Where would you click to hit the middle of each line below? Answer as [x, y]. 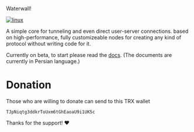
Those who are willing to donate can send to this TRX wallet [78, 101]
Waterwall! [19, 9]
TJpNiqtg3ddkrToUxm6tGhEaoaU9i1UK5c [51, 112]
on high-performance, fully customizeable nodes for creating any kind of [94, 37]
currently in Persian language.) [43, 61]
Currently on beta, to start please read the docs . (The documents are [89, 55]
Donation [29, 85]
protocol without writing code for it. [49, 44]
